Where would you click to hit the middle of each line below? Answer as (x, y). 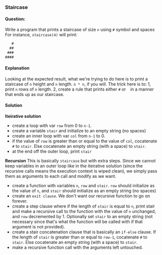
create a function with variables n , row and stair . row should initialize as (83, 186)
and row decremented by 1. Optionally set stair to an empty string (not (82, 217)
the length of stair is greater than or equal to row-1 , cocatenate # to (80, 237)
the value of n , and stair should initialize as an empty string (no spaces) (84, 191)
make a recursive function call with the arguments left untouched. (77, 247)
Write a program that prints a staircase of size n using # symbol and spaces (80, 30)
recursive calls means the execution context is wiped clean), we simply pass (81, 171)
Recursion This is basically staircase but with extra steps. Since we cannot (80, 161)
